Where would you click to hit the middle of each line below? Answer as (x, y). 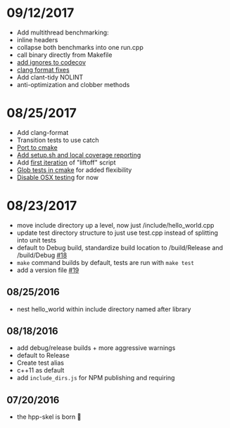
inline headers (37, 39)
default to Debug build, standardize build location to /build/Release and (120, 247)
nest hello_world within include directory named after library (104, 309)
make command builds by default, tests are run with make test (106, 262)
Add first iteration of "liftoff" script (66, 162)
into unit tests (37, 240)
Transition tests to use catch (58, 140)
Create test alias (40, 363)
